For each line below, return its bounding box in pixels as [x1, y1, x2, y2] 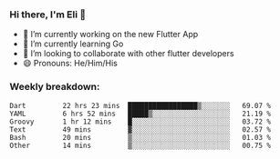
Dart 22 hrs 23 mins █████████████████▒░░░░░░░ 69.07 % [9, 101, 272, 110]
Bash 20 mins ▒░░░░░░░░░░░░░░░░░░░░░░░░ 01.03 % [9, 133, 272, 142]
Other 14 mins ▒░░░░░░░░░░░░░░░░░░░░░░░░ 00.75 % [9, 141, 272, 150]
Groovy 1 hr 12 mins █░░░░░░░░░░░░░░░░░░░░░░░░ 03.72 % [9, 117, 272, 126]
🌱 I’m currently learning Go [22, 38, 124, 49]
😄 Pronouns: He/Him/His [22, 58, 119, 69]
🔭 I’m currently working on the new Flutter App [22, 29, 199, 40]
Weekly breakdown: [9, 81, 100, 94]
